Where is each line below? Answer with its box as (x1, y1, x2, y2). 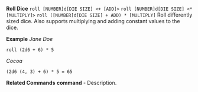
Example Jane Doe (6, 36, 53, 42)
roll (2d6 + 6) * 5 (6, 47, 54, 53)
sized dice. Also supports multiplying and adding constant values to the (6, 18, 180, 24)
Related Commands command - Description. (6, 80, 117, 86)
